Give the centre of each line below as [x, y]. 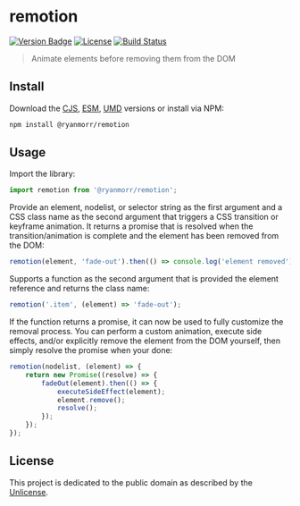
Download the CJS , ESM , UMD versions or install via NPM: [117, 108]
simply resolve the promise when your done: [91, 350]
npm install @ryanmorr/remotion [69, 124]
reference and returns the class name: [79, 289]
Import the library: [42, 174]
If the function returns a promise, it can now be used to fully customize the [146, 322]
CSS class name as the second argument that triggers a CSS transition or [144, 217]
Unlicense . [29, 492]
